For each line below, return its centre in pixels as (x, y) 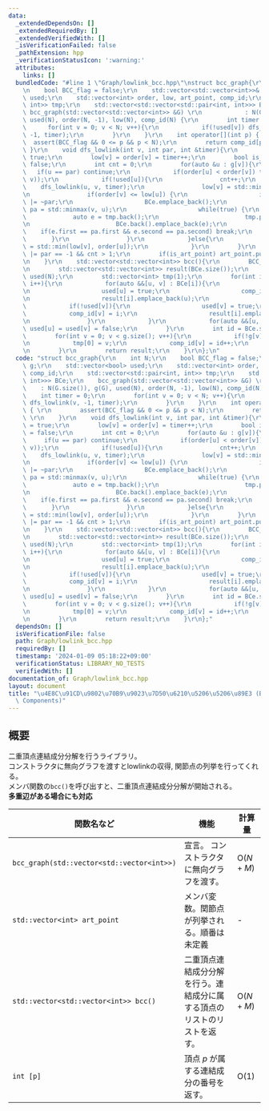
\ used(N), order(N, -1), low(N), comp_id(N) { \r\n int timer (141, 120)
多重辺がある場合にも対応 (50, 796)
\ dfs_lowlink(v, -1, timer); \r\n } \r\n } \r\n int (132, 403)
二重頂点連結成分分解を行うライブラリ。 (75, 756)
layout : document (37, 686)
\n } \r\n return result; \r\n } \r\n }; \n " (121, 351)
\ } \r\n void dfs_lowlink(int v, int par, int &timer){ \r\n (130, 150)
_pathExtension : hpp (50, 53)
